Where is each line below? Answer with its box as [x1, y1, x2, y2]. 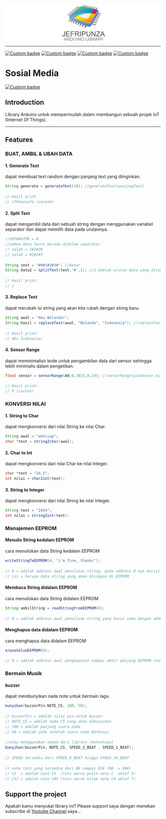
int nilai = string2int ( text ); [5, 513, 70, 518]
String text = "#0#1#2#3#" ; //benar [5, 262, 81, 268]
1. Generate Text [5, 163, 40, 168]
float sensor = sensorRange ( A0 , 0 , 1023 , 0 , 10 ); [5, 373, 100, 378]
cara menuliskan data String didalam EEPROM [5, 595, 99, 601]
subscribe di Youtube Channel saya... [5, 808, 81, 815]
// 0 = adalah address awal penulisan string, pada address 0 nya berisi [5, 569, 161, 573]
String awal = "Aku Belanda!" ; [5, 315, 70, 321]
